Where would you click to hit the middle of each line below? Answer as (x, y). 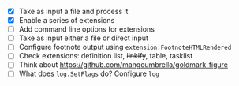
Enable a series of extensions (67, 21)
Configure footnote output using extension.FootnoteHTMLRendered (125, 47)
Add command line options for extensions (87, 29)
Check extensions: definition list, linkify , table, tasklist (106, 56)
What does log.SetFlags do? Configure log (89, 73)
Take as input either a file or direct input (84, 38)
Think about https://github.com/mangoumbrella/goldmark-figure (123, 65)
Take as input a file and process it (73, 11)
